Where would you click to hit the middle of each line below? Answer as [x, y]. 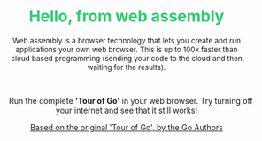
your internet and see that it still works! [127, 110]
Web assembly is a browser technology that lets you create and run [127, 40]
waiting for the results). [127, 67]
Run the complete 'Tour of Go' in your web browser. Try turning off [131, 100]
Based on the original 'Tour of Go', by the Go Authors [127, 127]
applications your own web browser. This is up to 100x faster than [127, 49]
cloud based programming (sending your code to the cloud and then [127, 58]
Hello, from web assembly [127, 16]
